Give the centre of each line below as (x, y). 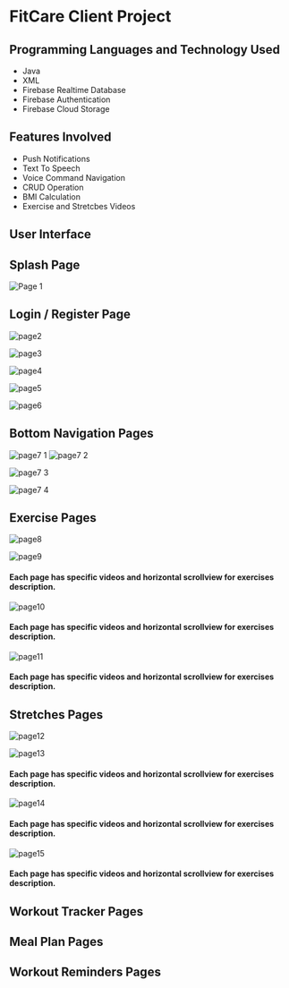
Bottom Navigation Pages (81, 434)
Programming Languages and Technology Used (144, 50)
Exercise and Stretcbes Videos (79, 206)
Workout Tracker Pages (76, 911)
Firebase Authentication (66, 99)
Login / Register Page (70, 315)
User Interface (51, 234)
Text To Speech (51, 168)
